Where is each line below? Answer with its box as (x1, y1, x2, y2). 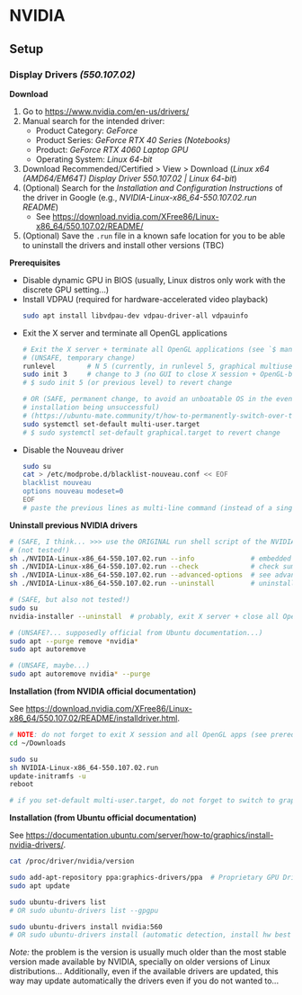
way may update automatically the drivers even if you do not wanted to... (9, 975, 280, 986)
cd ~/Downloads (9, 739, 67, 748)
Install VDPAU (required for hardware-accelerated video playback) (22, 293, 269, 304)
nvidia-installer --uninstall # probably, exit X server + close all (9, 612, 280, 621)
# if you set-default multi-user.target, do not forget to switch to (9, 796, 276, 805)
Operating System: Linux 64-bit (35, 154, 153, 165)
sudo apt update (9, 881, 70, 891)
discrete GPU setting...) (22, 284, 110, 295)
